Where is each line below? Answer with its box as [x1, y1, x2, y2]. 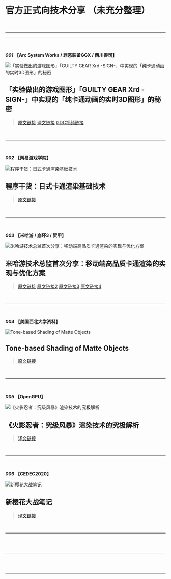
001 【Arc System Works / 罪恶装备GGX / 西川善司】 [5, 52, 117, 58]
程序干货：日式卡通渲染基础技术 [5, 182, 106, 191]
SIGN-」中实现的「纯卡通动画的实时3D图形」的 [5, 95, 154, 104]
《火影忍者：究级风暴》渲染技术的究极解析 [5, 421, 139, 429]
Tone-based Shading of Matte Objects [5, 343, 129, 353]
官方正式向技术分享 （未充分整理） [5, 5, 150, 16]
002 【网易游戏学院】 [5, 154, 51, 161]
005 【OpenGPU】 [5, 393, 46, 400]
